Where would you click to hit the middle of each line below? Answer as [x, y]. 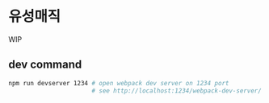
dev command [45, 65]
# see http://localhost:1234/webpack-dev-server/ [177, 91]
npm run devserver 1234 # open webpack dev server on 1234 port [119, 83]
